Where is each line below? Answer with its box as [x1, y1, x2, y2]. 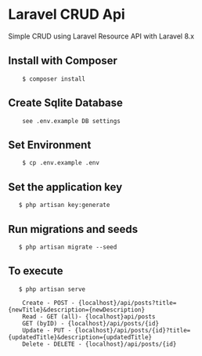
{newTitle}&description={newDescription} [8, 306, 146, 314]
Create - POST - [22, 299, 76, 307]
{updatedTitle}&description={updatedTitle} [8, 333, 153, 341]
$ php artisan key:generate [18, 202, 110, 209]
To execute [8, 264, 64, 278]
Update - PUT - [22, 326, 72, 334]
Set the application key [8, 180, 123, 194]
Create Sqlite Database [8, 96, 124, 110]
